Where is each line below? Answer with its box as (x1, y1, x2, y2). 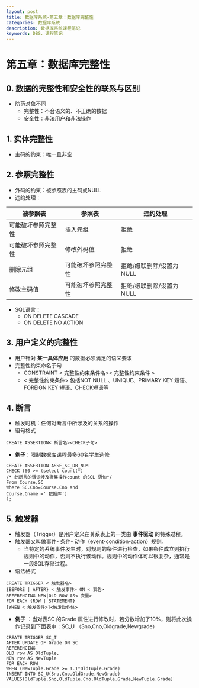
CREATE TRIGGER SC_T (6, 635, 57, 641)
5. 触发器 (6, 513, 38, 524)
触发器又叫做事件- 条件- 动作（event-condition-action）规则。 (14, 538, 167, 545)
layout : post (6, 8, 38, 15)
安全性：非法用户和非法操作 (23, 115, 92, 122)
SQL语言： (14, 306, 41, 313)
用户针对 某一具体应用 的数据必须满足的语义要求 (14, 354, 132, 361)
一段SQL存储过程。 (23, 560, 71, 567)
